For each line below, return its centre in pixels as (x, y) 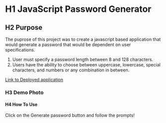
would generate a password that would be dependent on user (68, 45)
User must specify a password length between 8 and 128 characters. (83, 60)
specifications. (20, 50)
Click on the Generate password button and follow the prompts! (70, 116)
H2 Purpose (24, 28)
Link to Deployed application (34, 80)
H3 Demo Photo (24, 92)
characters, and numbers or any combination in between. (71, 70)
